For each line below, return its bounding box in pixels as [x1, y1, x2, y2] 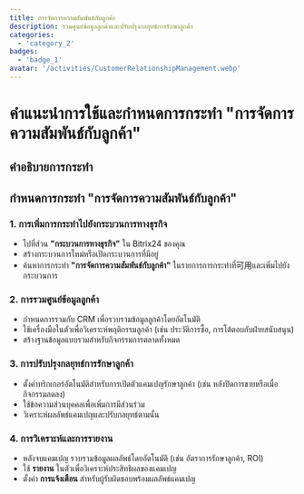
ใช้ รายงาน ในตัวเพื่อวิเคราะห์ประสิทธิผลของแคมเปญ [22, 463, 177, 474]
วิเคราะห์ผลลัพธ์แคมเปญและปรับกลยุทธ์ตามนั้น [22, 409, 160, 420]
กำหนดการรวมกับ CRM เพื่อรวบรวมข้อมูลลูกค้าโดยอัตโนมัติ [22, 314, 201, 325]
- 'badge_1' [17, 55, 64, 64]
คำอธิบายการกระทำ [9, 160, 93, 175]
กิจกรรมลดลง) [22, 388, 66, 400]
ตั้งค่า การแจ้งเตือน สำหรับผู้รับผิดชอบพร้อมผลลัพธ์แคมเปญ [22, 473, 196, 484]
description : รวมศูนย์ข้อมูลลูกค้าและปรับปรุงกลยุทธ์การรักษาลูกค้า [9, 22, 193, 31]
